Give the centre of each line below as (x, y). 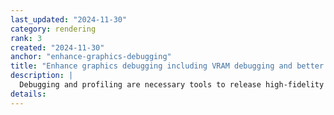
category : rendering (53, 29)
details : (28, 94)
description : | (42, 76)
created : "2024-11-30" (57, 47)
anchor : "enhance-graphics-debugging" (91, 57)
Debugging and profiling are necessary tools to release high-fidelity (172, 85)
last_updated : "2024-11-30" (69, 19)
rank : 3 (26, 38)
